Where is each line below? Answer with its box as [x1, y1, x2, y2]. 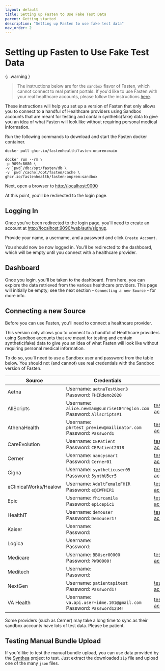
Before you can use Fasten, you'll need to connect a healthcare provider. [5, 320, 152, 326]
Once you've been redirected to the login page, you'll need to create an [5, 220, 150, 226]
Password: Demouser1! [66, 515, 117, 522]
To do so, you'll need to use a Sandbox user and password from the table [5, 354, 154, 360]
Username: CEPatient [66, 437, 115, 444]
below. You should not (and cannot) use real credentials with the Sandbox [5, 360, 155, 366]
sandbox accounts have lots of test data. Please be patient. [5, 622, 125, 629]
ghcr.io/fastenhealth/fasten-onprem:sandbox [5, 175, 98, 179]
